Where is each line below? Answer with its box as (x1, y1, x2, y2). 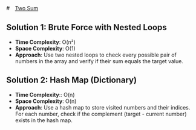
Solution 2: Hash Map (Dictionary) (6, 75, 137, 85)
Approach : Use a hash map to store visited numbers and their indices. (15, 104, 191, 111)
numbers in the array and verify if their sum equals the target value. (15, 57, 183, 64)
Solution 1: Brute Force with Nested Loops (6, 22, 168, 32)
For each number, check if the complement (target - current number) (15, 110, 187, 117)
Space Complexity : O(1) (15, 45, 76, 52)
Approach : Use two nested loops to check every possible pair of (15, 51, 177, 58)
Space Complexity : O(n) (15, 97, 77, 105)
